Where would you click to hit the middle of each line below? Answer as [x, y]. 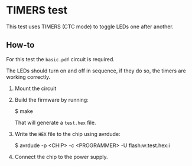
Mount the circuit [35, 88]
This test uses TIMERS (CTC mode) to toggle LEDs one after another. [90, 26]
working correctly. [28, 77]
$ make [24, 111]
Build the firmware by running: [51, 99]
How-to [20, 45]
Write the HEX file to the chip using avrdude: [67, 134]
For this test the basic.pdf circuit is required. [61, 59]
